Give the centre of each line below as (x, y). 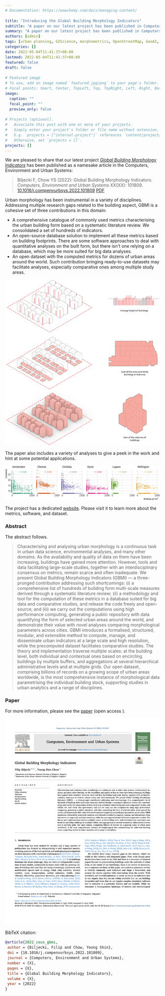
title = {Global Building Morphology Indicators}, (60, 973)
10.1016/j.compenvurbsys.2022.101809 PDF (61, 191)
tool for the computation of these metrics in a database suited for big (87, 599)
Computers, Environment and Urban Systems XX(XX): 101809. (80, 185)
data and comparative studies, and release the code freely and (81, 604)
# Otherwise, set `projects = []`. (44, 140)
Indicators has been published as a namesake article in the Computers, (77, 165)
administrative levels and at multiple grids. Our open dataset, (79, 667)
